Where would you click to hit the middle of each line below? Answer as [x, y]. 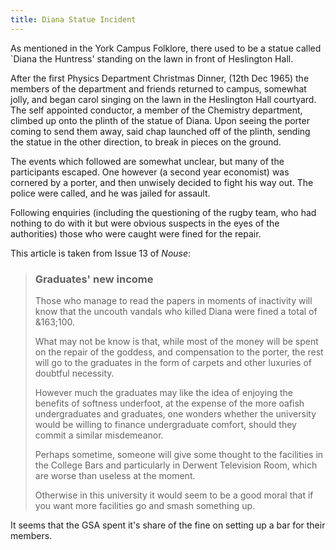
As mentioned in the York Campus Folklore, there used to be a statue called [166, 48]
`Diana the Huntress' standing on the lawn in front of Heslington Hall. [152, 58]
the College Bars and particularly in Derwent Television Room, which [176, 465]
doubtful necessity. [74, 373]
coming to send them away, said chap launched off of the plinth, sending [160, 131]
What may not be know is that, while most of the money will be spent [176, 341]
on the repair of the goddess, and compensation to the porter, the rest [179, 352]
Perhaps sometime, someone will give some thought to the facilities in [179, 454]
